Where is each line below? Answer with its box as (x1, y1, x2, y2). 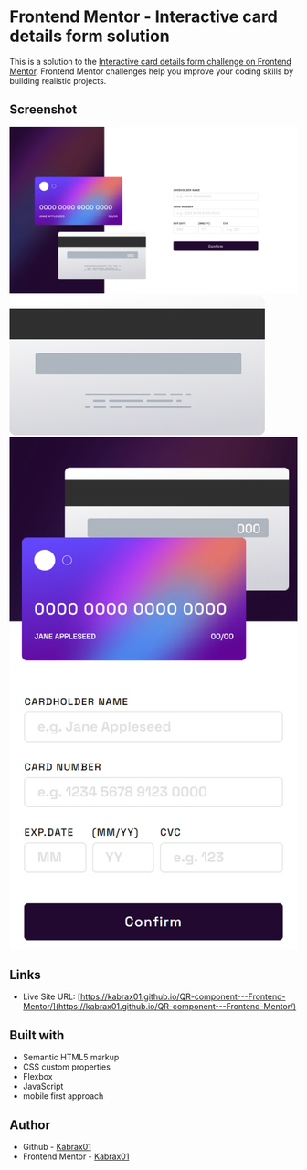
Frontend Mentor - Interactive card (9, 6, 279, 27)
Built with (9, 1028, 65, 1043)
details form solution (9, 26, 171, 47)
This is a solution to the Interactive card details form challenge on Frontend (9, 56, 292, 67)
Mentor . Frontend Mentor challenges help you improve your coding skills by (9, 66, 294, 77)
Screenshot (9, 102, 78, 118)
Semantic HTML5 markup (22, 1052, 120, 1063)
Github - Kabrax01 (22, 1142, 91, 1153)
